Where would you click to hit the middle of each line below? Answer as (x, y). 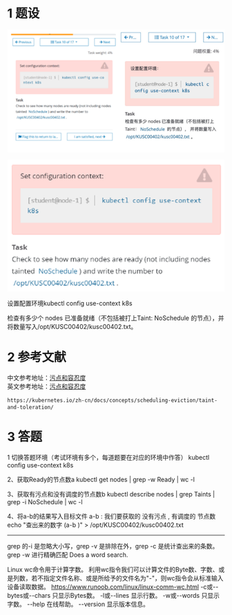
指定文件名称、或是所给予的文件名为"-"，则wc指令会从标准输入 (133, 578)
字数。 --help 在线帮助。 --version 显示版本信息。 (78, 604)
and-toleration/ (30, 407)
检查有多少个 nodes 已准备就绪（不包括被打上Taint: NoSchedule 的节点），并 (116, 318)
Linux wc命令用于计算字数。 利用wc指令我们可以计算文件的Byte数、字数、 (113, 569)
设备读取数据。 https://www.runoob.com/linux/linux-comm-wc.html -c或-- (113, 587)
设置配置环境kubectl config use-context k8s (70, 303)
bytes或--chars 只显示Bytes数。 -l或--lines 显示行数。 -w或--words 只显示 (113, 595)
